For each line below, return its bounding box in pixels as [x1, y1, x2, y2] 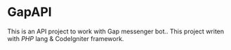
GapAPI [7, 4, 52, 20]
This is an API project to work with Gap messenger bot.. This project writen [7, 27, 225, 35]
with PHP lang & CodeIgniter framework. [7, 34, 124, 42]
